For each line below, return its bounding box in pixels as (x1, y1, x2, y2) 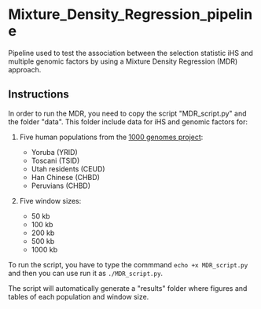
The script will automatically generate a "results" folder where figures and (8, 283, 248, 292)
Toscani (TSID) (31, 156, 80, 165)
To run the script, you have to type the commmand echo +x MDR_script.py (8, 259, 248, 269)
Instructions (8, 88, 69, 101)
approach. (8, 64, 42, 74)
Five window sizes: (19, 196, 82, 205)
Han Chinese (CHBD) (31, 172, 100, 182)
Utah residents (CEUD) (31, 164, 105, 174)
